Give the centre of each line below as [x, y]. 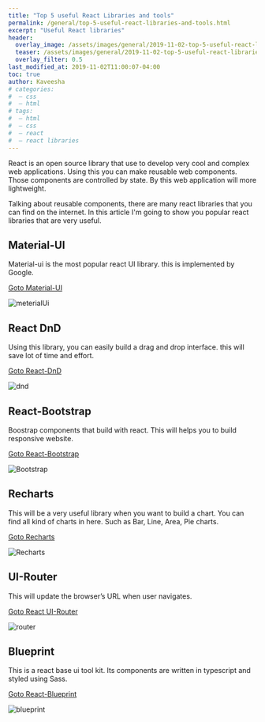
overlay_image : [40, 45]
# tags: [21, 112]
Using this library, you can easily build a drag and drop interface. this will [126, 347]
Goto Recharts [32, 537]
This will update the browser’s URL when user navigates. [100, 596]
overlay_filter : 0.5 [49, 60]
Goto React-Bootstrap [44, 454]
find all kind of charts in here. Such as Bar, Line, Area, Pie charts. [114, 521]
